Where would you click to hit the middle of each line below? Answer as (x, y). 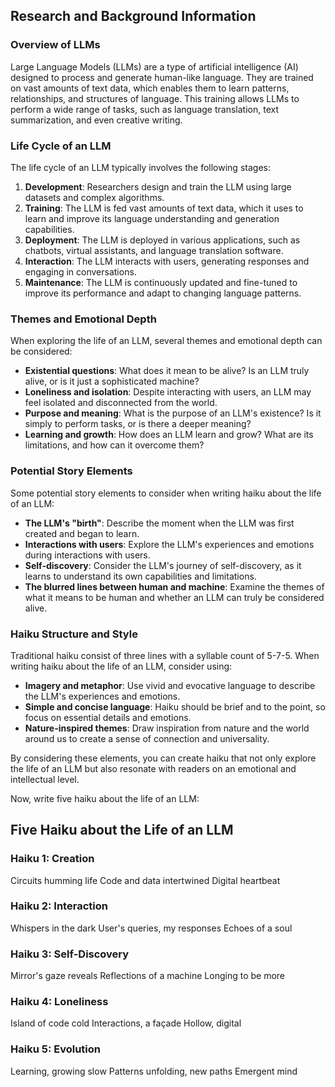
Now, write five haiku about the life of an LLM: (105, 798)
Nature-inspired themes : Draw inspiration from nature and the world (167, 728)
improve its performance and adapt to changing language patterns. (163, 293)
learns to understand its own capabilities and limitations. (140, 576)
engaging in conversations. (80, 271)
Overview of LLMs (55, 45)
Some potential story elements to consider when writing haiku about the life (166, 493)
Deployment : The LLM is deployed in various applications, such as (162, 240)
